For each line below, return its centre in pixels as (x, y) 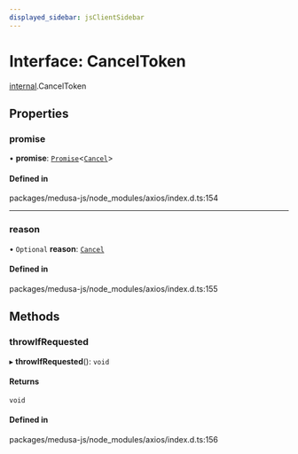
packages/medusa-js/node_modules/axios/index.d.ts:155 (114, 288)
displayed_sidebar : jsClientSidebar (77, 17)
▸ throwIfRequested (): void (59, 361)
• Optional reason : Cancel (57, 248)
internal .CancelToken (48, 86)
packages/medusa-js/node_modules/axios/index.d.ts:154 (114, 198)
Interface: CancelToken (98, 61)
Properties (39, 113)
